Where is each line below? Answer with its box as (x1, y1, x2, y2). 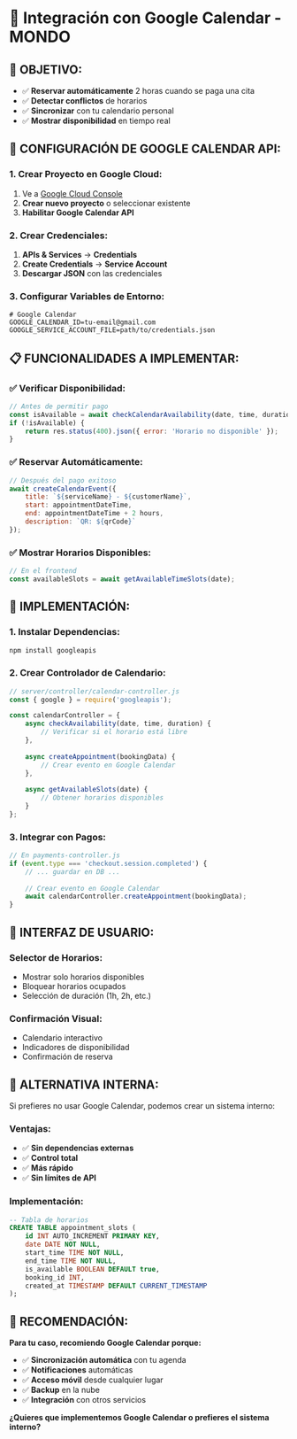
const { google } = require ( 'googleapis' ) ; (9, 695, 172, 704)
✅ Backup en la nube (21, 1385, 100, 1396)
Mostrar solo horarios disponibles (21, 971, 145, 982)
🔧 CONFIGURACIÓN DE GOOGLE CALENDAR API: (9, 142, 281, 157)
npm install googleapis (9, 646, 97, 654)
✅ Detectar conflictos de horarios (21, 96, 148, 105)
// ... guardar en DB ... (25, 867, 121, 876)
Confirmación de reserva (21, 1051, 113, 1062)
